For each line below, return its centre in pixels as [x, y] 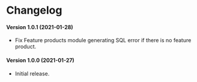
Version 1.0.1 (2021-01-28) [40, 27]
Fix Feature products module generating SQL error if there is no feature [103, 40]
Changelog [34, 10]
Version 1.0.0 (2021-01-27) [41, 60]
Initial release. [32, 73]
